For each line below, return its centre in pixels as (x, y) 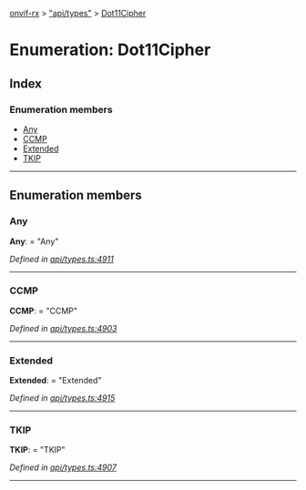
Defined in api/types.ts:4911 (61, 259)
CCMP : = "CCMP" (44, 311)
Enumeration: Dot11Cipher (110, 50)
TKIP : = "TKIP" (37, 450)
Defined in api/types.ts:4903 (63, 328)
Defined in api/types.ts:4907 (63, 467)
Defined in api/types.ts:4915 (62, 398)
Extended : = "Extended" (56, 381)
